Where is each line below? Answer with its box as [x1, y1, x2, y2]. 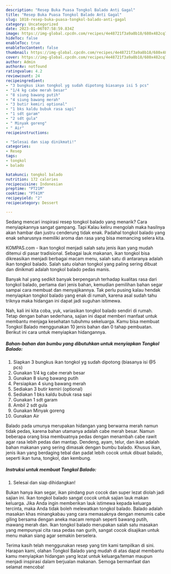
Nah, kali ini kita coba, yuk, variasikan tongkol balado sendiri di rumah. [6, 308, 153, 314]
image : [6, 31, 20, 36]
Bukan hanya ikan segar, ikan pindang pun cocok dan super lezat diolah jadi [6, 489, 164, 495]
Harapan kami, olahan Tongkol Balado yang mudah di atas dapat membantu [6, 548, 164, 554]
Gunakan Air [13, 413, 40, 419]
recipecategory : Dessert [6, 200, 58, 206]
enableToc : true [6, 41, 40, 46]
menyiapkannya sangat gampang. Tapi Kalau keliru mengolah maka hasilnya [6, 224, 165, 230]
